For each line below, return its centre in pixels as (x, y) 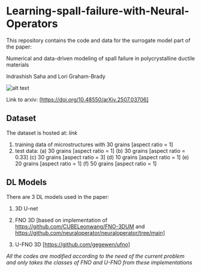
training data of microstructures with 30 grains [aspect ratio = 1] (94, 144)
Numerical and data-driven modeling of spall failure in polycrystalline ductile (100, 58)
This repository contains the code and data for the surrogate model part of (98, 40)
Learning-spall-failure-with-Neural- (98, 11)
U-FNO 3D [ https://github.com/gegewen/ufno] (72, 244)
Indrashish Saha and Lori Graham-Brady (56, 76)
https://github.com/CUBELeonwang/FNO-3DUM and (80, 226)
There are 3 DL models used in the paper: (58, 197)
